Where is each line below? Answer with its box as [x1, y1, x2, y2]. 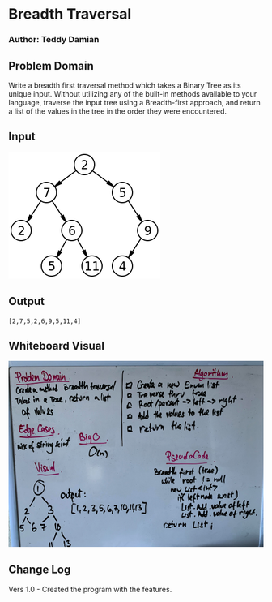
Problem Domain [8, 58, 95, 73]
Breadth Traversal [8, 5, 132, 24]
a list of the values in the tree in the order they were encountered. [8, 106, 227, 116]
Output [8, 295, 45, 308]
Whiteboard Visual [8, 338, 105, 353]
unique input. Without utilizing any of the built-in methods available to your [8, 88, 257, 98]
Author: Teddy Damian [8, 34, 100, 45]
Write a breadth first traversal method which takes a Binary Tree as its [8, 80, 241, 90]
